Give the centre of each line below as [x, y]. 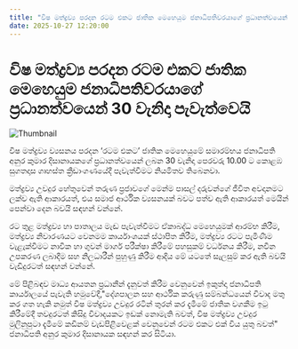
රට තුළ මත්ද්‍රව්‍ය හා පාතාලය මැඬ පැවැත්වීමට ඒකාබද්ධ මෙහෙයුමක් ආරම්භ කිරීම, [145, 226]
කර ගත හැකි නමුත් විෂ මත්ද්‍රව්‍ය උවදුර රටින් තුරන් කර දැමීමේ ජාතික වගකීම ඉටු [139, 304]
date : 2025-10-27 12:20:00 [59, 26]
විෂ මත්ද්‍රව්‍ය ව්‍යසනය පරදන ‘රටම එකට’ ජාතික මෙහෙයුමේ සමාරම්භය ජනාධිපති [142, 151]
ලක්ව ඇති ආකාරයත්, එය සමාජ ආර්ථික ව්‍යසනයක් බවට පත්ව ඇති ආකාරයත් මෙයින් [149, 198]
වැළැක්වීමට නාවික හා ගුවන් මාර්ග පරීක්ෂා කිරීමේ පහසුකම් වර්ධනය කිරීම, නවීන [142, 246]
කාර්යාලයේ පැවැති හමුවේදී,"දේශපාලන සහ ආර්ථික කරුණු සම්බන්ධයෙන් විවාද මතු [147, 294]
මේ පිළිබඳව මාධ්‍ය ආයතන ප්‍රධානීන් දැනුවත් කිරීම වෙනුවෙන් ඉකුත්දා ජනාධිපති [135, 284]
